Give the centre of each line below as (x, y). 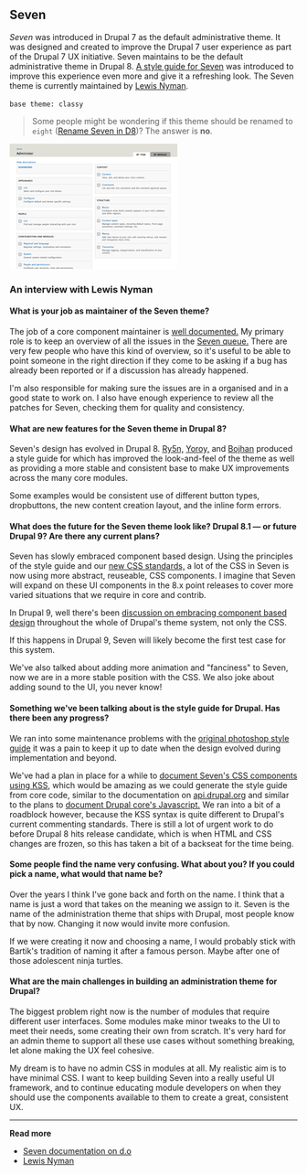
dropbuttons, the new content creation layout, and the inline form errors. (145, 506)
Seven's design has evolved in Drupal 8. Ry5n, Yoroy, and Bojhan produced (151, 449)
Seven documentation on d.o (77, 1150)
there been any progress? (59, 718)
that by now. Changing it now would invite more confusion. (120, 924)
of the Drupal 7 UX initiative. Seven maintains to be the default (127, 56)
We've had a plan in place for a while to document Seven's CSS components (153, 775)
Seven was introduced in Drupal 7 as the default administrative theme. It (145, 37)
